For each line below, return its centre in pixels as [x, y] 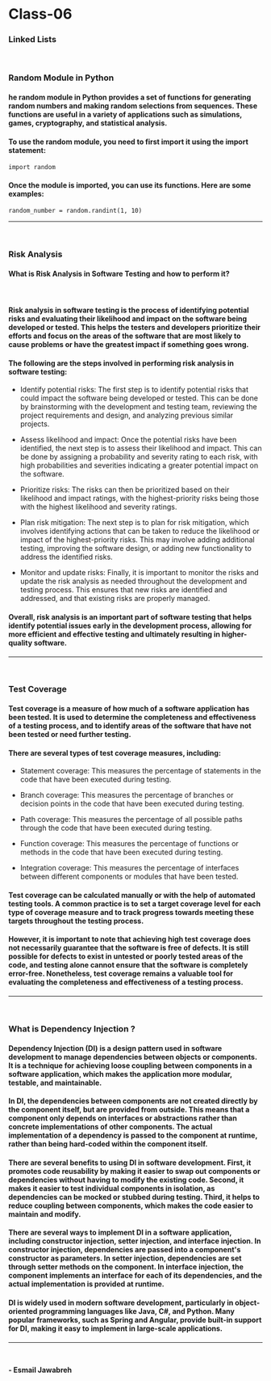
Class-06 [40, 14]
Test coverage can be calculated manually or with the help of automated [132, 895]
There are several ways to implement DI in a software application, [120, 1233]
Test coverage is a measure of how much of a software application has [129, 709]
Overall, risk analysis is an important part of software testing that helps [130, 616]
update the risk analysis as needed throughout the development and [133, 581]
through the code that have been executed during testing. [116, 828]
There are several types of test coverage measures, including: [115, 752]
